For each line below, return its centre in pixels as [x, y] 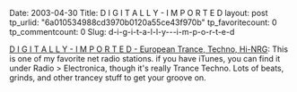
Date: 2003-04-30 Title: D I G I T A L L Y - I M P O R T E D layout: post [139, 13]
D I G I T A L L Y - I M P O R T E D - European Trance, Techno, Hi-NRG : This [149, 49]
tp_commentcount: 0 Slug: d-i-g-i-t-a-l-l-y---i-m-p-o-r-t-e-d [122, 32]
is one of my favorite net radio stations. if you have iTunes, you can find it [145, 59]
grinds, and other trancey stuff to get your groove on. [108, 78]
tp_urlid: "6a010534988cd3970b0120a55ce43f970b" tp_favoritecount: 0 [143, 22]
